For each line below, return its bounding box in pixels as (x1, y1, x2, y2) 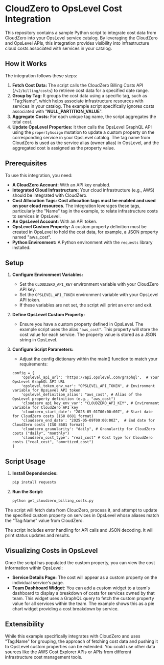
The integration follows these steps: (5, 72, 77, 79)
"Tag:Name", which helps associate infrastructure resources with (12, 98, 143, 104)
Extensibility (5, 620, 44, 629)
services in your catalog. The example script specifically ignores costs (12, 103, 155, 109)
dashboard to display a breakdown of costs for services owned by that (12, 590, 155, 596)
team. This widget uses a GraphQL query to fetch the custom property (12, 595, 154, 601)
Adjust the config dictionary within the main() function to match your (19, 356, 158, 362)
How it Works (5, 60, 47, 68)
